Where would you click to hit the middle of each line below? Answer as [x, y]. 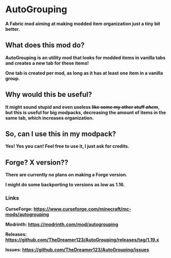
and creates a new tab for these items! [47, 63]
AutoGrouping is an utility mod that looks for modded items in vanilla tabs [85, 57]
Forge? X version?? [37, 162]
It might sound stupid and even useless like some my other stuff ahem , [82, 107]
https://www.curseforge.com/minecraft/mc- [82, 209]
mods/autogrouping [27, 214]
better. [13, 29]
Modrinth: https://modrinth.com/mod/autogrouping [62, 225]
